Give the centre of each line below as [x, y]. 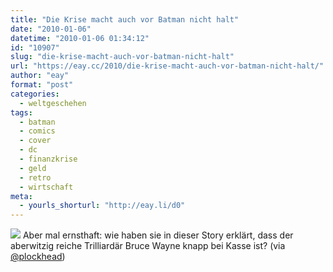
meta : [21, 196]
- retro [35, 177]
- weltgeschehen [53, 103]
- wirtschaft [46, 187]
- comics [37, 131]
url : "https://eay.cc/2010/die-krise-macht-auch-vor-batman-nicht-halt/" [167, 66]
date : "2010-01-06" [51, 29]
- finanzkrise [48, 159]
